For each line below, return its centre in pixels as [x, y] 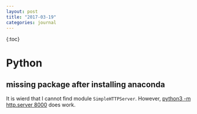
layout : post [22, 11]
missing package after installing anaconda [86, 84]
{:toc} [13, 39]
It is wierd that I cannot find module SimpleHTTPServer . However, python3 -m [98, 99]
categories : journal [31, 22]
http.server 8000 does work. [41, 105]
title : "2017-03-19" [31, 17]
